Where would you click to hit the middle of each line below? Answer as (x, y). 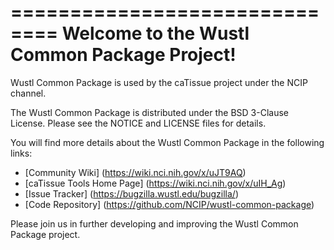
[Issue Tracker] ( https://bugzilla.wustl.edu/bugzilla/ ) (131, 193)
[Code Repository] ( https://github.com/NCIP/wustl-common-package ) (169, 204)
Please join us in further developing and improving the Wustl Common (154, 223)
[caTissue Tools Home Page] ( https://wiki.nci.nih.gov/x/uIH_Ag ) (155, 183)
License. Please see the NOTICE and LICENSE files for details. (138, 123)
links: (21, 153)
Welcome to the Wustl (155, 33)
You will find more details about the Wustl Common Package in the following (167, 142)
